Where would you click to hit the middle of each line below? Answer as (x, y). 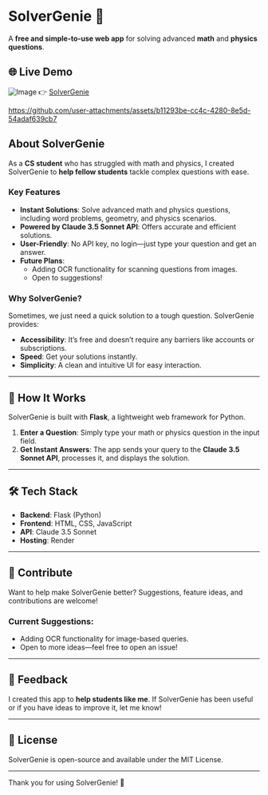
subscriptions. (43, 348)
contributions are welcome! (53, 600)
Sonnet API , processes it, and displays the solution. (104, 458)
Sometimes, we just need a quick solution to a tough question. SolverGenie (132, 316)
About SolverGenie (57, 144)
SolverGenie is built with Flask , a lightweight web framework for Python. (127, 417)
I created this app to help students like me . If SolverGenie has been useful (131, 699)
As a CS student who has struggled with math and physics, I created (121, 163)
